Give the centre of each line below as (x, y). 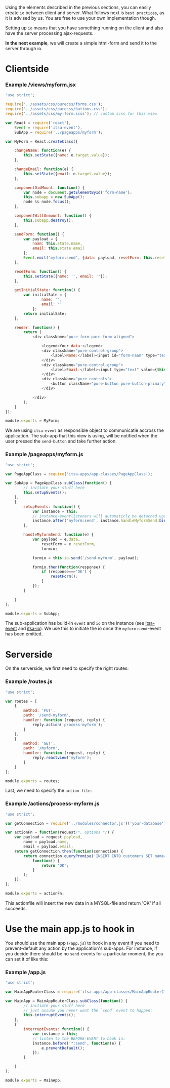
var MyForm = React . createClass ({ (42, 141)
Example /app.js (26, 972)
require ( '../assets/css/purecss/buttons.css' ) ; (56, 109)
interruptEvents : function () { (56, 1029)
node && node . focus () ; (47, 202)
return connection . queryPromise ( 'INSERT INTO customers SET (88, 856)
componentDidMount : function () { (50, 188)
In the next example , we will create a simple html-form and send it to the (81, 43)
